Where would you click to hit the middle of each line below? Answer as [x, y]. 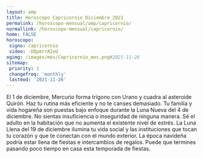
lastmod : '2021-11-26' [38, 80]
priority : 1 [24, 68]
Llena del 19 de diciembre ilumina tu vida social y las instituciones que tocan [102, 129]
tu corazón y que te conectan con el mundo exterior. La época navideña [96, 136]
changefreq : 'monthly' [38, 74]
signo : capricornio [34, 46]
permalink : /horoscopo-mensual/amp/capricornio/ [69, 23]
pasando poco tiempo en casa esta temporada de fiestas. [78, 149]
